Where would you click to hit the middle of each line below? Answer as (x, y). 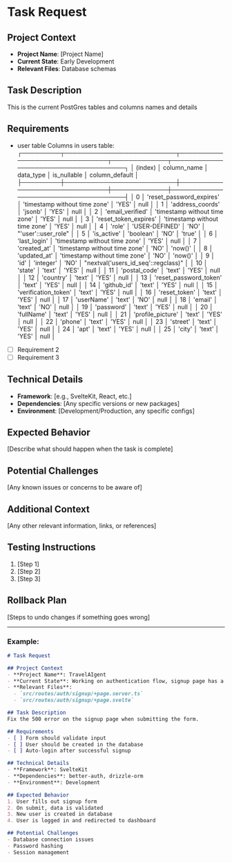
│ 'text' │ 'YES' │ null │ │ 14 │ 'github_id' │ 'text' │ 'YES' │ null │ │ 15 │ (118, 284)
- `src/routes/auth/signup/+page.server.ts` (78, 694)
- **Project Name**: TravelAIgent (57, 675)
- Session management (38, 852)
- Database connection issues (51, 840)
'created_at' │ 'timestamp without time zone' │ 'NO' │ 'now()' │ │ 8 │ (115, 248)
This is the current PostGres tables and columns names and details (103, 107)
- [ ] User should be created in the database (75, 744)
